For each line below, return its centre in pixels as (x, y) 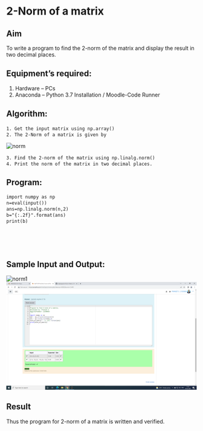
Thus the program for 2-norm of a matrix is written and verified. (85, 421)
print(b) (17, 222)
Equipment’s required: (49, 74)
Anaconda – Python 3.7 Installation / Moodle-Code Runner (87, 95)
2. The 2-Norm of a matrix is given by (56, 135)
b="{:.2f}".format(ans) (36, 215)
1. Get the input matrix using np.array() (60, 129)
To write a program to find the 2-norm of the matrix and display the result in (100, 48)
